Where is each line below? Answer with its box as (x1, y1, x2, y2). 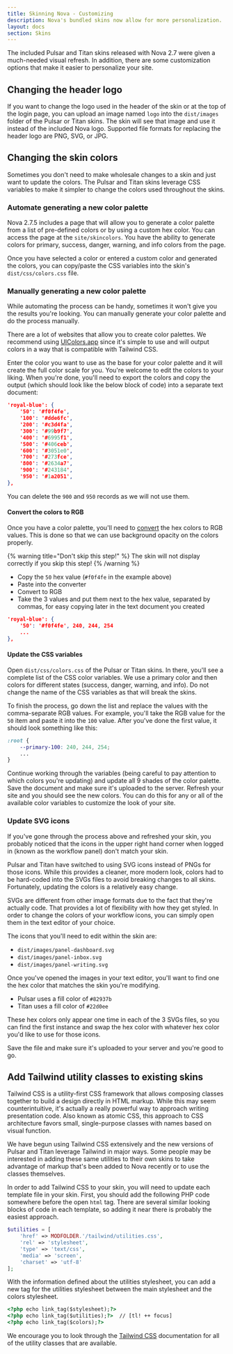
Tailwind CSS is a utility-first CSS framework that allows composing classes (7, 1089, 224, 1098)
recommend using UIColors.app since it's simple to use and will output (7, 338, 210, 346)
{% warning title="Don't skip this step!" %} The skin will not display (7, 552, 200, 561)
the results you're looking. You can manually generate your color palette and (7, 309, 226, 318)
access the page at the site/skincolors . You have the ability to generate (7, 233, 216, 242)
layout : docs (7, 23, 45, 30)
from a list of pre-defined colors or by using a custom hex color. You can (7, 226, 216, 234)
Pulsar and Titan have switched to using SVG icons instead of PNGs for (7, 860, 211, 869)
